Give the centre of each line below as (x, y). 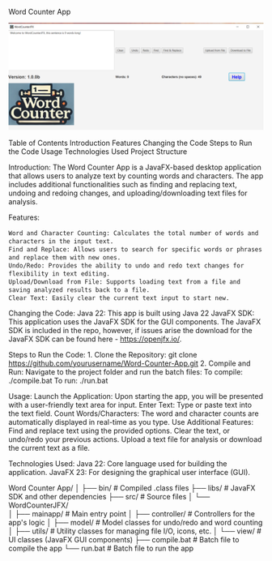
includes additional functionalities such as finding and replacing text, (123, 184)
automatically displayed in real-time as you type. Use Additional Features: (131, 422)
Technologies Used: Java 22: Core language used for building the (118, 463)
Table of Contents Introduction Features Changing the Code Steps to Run (130, 143)
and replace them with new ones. (65, 257)
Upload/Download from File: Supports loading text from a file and (125, 282)
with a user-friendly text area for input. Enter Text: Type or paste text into (130, 405)
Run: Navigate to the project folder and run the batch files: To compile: (125, 371)
